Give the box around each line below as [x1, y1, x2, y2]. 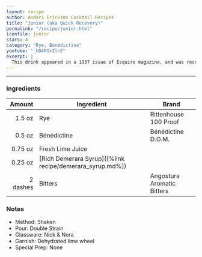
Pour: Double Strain [14, 225, 64, 232]
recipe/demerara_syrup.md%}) [38, 162, 127, 170]
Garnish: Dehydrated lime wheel [14, 238, 95, 245]
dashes [13, 183, 34, 191]
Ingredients [6, 85, 41, 93]
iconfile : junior [6, 31, 50, 37]
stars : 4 [6, 37, 28, 43]
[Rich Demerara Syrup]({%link [38, 154, 125, 163]
